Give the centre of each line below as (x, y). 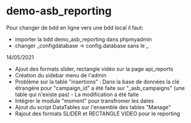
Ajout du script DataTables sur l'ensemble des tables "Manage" (93, 107)
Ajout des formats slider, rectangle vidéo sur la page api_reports (94, 69)
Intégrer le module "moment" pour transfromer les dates (84, 101)
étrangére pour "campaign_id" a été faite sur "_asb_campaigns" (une (100, 88)
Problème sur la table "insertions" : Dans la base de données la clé (97, 82)
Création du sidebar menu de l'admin (60, 75)
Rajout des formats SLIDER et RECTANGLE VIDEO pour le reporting (98, 113)
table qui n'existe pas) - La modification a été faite (77, 94)
